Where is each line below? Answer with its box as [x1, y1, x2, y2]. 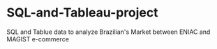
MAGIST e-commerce [6, 35, 69, 43]
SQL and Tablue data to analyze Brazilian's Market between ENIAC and [6, 28, 211, 36]
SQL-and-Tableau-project [6, 5, 158, 21]
